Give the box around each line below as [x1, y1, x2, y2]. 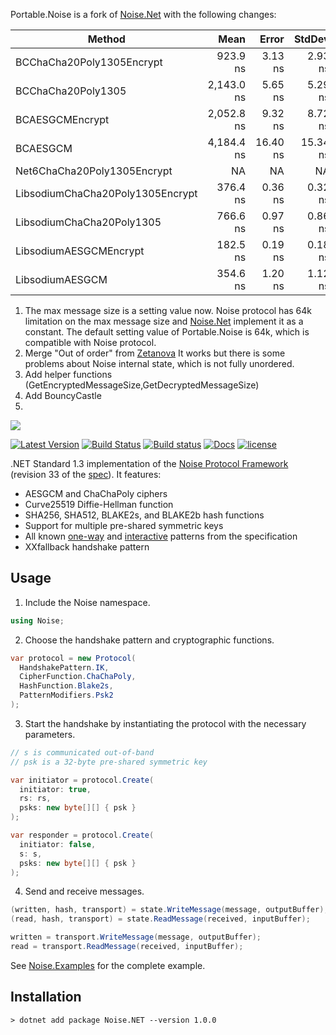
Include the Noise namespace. [24, 596, 151, 608]
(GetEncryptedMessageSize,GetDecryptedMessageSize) [24, 379, 260, 391]
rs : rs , [19, 794, 52, 804]
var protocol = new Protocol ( [10, 653, 137, 663]
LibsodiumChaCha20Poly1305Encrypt [15, 187, 198, 200]
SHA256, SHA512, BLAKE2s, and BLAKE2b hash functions [24, 509, 265, 521]
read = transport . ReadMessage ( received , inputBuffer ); [10, 942, 244, 952]
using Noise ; [10, 615, 65, 626]
